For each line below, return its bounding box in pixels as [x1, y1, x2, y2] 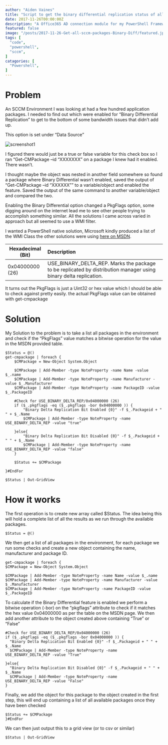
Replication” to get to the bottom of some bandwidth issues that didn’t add [5, 116, 158, 123]
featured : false [5, 26, 39, 31]
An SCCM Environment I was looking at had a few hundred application [5, 106, 150, 112]
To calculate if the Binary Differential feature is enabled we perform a [5, 599, 147, 605]
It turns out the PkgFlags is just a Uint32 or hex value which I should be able [5, 285, 161, 291]
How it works [5, 494, 61, 506]
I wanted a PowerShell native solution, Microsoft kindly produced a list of [5, 228, 155, 234]
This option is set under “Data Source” [5, 131, 84, 138]
